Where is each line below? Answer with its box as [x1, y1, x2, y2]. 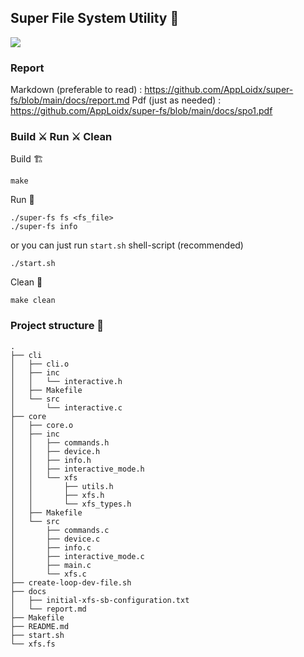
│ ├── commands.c [10, 525, 110, 535]
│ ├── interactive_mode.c [10, 551, 145, 561]
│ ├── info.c [10, 542, 92, 553]
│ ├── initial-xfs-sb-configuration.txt [10, 595, 190, 605]
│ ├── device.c [10, 534, 101, 544]
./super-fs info [10, 222, 78, 232]
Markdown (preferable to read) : [10, 84, 143, 96]
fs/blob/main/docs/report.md [10, 94, 130, 106]
